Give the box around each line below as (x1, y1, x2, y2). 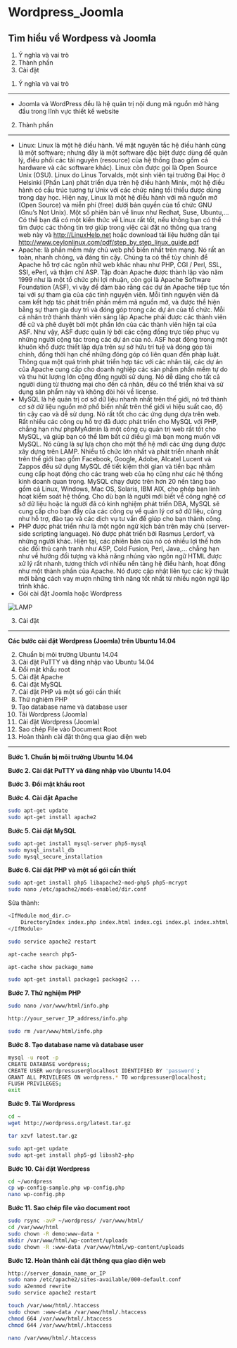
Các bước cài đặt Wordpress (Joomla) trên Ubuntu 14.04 (8, 637, 177, 645)
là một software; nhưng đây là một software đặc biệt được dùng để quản (18, 148, 228, 157)
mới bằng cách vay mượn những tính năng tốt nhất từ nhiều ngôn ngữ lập (18, 574, 230, 582)
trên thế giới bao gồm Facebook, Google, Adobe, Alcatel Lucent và (18, 455, 212, 463)
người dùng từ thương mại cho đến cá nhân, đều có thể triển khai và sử (18, 380, 224, 388)
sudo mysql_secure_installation (8, 853, 103, 860)
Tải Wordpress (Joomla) (18, 710, 89, 718)
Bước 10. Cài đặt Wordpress (8, 1164, 91, 1173)
